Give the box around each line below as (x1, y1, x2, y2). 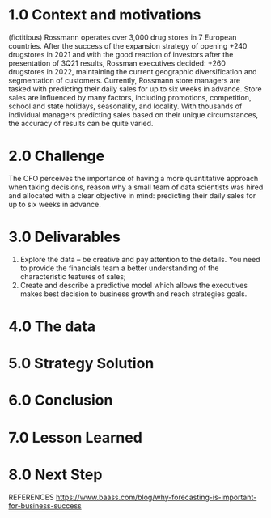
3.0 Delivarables (8, 228, 121, 246)
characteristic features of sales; (19, 271, 127, 281)
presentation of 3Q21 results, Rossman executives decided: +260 (8, 58, 227, 68)
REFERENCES (8, 492, 54, 502)
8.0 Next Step (8, 465, 103, 483)
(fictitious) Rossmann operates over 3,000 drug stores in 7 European (8, 32, 237, 42)
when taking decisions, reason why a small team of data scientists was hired (8, 182, 264, 192)
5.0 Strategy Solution (8, 355, 155, 373)
